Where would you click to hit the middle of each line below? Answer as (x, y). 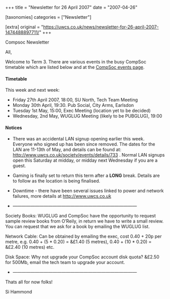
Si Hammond (19, 292)
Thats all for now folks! (29, 282)
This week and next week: (32, 90)
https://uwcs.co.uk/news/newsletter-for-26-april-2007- (101, 27)
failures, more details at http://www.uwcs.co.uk (62, 196)
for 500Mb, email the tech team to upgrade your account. (65, 263)
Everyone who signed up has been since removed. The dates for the (84, 144)
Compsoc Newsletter (27, 42)
